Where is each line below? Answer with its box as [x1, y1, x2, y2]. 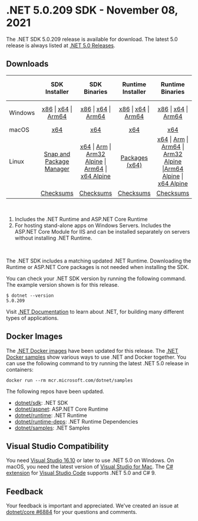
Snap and [44, 150, 71, 158]
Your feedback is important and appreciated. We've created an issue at [6, 502, 179, 509]
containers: [6, 366, 34, 373]
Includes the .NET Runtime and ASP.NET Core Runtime [14, 215, 148, 222]
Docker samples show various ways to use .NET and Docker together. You [6, 353, 187, 361]
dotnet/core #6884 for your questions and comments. [6, 509, 137, 516]
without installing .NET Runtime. [14, 234, 93, 241]
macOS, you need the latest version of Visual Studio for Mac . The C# [6, 463, 174, 470]
